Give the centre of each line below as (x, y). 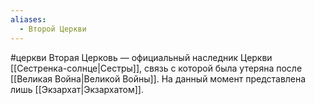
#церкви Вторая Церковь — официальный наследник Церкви (141, 57)
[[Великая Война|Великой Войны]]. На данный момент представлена (158, 78)
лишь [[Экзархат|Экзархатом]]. (77, 89)
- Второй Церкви (53, 29)
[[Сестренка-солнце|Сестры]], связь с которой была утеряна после (156, 68)
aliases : (28, 19)
